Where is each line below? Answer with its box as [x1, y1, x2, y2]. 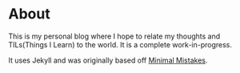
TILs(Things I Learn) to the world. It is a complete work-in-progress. [8, 39, 233, 49]
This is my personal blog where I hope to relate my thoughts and [8, 31, 221, 41]
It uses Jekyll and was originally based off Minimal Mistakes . [8, 55, 208, 65]
